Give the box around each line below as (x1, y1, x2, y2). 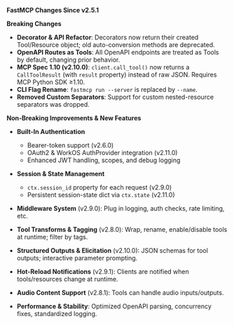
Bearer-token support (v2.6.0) (27, 141, 114, 150)
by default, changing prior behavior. (16, 55, 121, 64)
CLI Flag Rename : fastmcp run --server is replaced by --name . (16, 86, 198, 93)
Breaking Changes (6, 20, 62, 27)
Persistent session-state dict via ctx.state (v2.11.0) (27, 191, 175, 199)
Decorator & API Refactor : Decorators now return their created (16, 33, 199, 41)
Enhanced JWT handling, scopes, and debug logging (27, 156, 181, 164)
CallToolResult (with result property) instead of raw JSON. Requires (16, 70, 217, 79)
